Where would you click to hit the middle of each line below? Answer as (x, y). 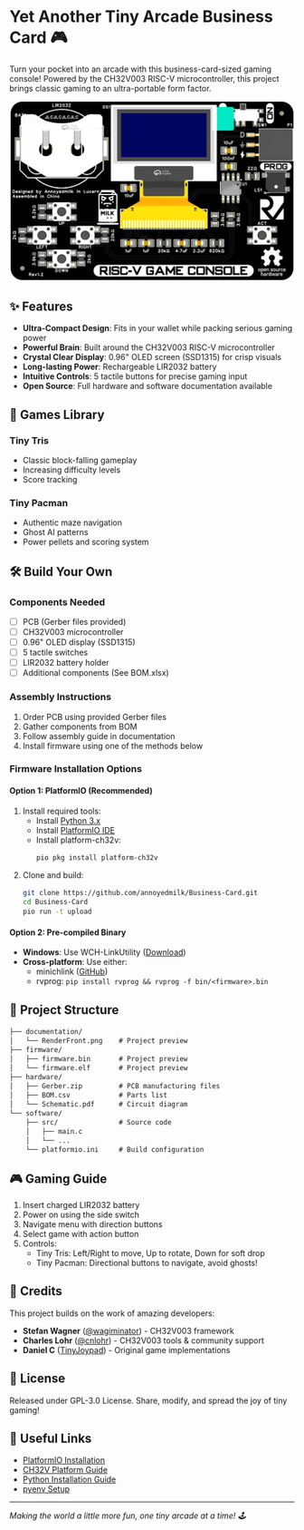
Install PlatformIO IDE (76, 830)
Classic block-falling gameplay (80, 460)
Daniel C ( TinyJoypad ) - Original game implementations (126, 1350)
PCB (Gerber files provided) (74, 621)
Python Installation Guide (69, 1479)
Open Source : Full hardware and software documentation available (147, 386)
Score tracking (50, 479)
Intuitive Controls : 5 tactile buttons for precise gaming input (135, 376)
